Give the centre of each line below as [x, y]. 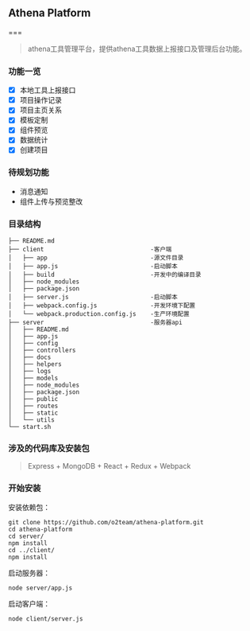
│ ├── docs [30, 357]
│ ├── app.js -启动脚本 [93, 267]
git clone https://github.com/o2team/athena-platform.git [106, 522]
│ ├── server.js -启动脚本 [93, 298]
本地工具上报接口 [48, 90]
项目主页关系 [40, 110]
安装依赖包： [29, 507]
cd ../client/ [32, 550]
